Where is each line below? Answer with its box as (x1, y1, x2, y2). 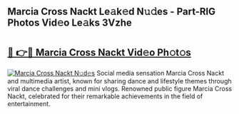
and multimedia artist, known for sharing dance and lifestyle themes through (7, 77, 232, 85)
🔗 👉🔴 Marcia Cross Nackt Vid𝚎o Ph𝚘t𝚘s (7, 46, 191, 58)
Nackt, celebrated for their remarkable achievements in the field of (7, 92, 203, 100)
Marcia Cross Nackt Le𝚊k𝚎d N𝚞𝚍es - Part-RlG (7, 6, 216, 18)
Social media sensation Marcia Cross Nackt (96, 69, 225, 77)
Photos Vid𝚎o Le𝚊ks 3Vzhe (7, 17, 132, 29)
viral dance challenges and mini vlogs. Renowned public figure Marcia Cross (7, 85, 233, 93)
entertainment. (7, 100, 51, 108)
